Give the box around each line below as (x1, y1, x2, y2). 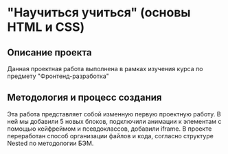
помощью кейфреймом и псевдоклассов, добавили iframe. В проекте (7, 125, 212, 133)
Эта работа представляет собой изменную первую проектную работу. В (7, 110, 221, 118)
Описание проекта (7, 47, 92, 58)
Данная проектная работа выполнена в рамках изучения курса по (7, 65, 203, 73)
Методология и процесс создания (7, 92, 162, 103)
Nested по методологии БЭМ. (7, 139, 94, 147)
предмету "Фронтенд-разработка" (7, 72, 110, 80)
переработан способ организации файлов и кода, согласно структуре (7, 131, 214, 140)
